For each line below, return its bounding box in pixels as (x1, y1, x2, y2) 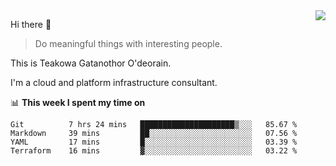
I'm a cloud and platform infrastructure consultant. (10, 77, 218, 88)
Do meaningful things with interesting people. (34, 38, 223, 49)
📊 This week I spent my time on (10, 97, 146, 108)
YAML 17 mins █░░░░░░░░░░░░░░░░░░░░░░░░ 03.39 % (10, 137, 298, 147)
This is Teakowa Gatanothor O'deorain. (10, 57, 172, 69)
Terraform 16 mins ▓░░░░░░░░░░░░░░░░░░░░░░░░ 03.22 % (10, 146, 298, 156)
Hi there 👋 (10, 19, 52, 30)
